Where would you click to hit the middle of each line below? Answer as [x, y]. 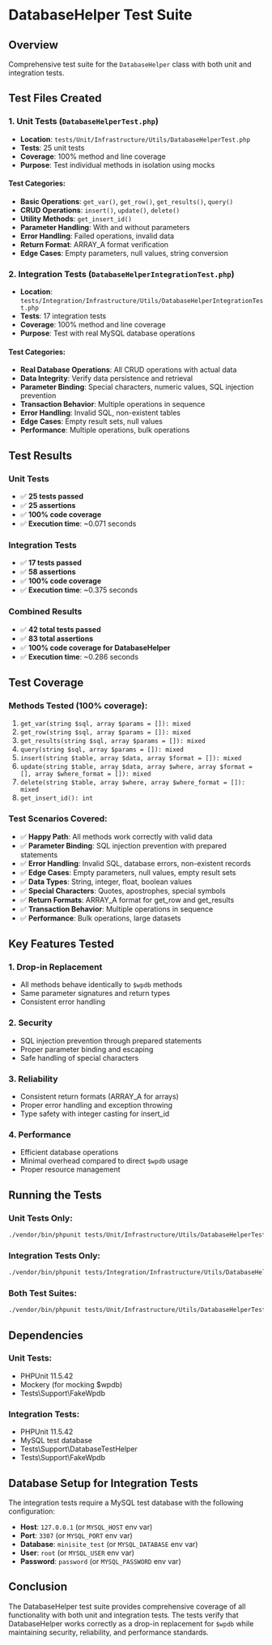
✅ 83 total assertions [57, 639]
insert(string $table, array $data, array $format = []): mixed [131, 758]
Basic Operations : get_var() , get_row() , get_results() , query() [127, 201]
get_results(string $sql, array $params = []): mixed [113, 741]
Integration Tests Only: [55, 1255]
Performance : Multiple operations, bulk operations [105, 430]
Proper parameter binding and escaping [87, 1049]
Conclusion [38, 1587]
